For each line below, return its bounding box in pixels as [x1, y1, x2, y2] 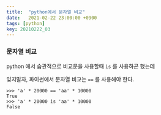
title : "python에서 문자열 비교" [6, 9, 86, 15]
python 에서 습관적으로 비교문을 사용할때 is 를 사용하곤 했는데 [6, 62, 155, 70]
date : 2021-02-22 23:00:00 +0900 [6, 15, 97, 21]
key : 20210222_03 [6, 26, 51, 32]
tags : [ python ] [6, 20, 45, 26]
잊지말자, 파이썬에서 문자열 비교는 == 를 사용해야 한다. [6, 75, 135, 83]
